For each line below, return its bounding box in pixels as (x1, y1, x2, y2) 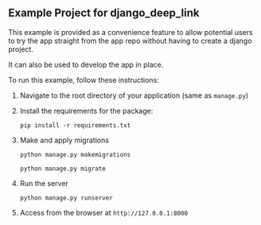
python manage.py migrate (19, 165, 106, 173)
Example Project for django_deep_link (8, 6, 200, 20)
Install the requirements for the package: (19, 106, 154, 115)
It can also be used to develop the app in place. (8, 60, 164, 69)
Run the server (19, 178, 69, 188)
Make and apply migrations (19, 135, 110, 145)
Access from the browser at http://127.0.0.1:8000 (19, 208, 189, 217)
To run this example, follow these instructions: (8, 75, 159, 84)
